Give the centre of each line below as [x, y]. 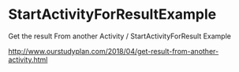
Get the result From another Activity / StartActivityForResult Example [119, 36]
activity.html [28, 59]
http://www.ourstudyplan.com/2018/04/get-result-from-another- [114, 51]
